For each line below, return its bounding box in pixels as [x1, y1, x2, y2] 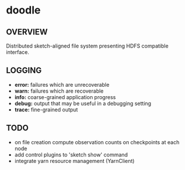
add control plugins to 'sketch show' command [14, 151, 128, 158]
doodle [6, 4, 41, 17]
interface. [6, 49, 29, 56]
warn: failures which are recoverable [14, 87, 104, 94]
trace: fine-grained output [14, 106, 78, 113]
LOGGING [6, 66, 42, 76]
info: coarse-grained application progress [14, 93, 116, 100]
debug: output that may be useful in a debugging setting [14, 100, 152, 107]
